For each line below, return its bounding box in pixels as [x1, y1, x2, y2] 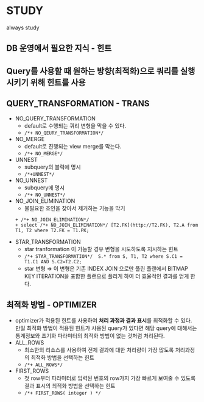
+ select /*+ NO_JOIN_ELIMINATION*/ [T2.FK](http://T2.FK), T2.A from [15, 222, 199, 228]
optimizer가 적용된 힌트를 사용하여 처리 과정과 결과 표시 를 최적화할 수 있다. [15, 317, 192, 324]
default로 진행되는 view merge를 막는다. [24, 142, 122, 150]
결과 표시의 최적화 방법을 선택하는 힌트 [24, 382, 116, 390]
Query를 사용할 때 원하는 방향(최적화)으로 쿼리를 [6, 65, 178, 76]
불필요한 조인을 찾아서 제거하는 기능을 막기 [24, 204, 126, 211]
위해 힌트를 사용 [30, 77, 86, 87]
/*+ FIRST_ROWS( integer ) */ [24, 390, 102, 397]
